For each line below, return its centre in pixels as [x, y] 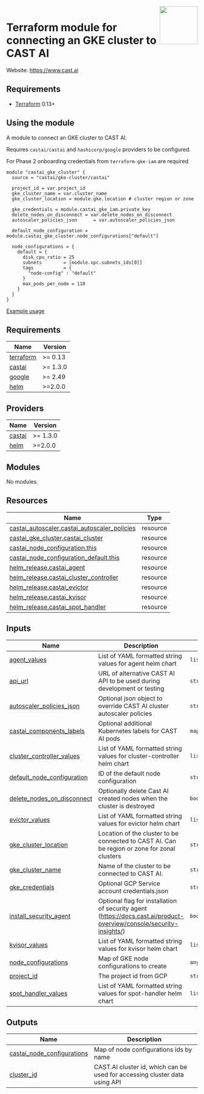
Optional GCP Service [129, 883]
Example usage [25, 311]
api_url [19, 681]
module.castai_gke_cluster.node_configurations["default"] [83, 236]
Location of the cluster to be [138, 833]
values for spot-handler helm [140, 993]
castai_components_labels [47, 731]
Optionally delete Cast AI [133, 791]
